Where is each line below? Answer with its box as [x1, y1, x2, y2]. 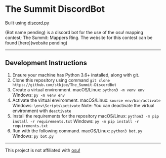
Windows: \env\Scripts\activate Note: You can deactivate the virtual [12, 102, 155, 108]
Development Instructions [5, 59, 87, 67]
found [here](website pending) [5, 39, 68, 45]
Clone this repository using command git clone [12, 77, 110, 83]
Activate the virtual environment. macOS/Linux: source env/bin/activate [12, 97, 161, 103]
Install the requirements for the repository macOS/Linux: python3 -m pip [12, 113, 159, 119]
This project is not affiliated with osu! [5, 147, 81, 153]
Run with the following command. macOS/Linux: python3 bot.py [12, 127, 142, 134]
